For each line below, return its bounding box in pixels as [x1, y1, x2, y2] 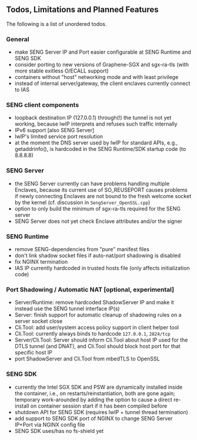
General [6, 35, 29, 43]
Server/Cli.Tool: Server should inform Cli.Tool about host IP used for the [14, 336, 188, 344]
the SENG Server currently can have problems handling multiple [14, 180, 170, 187]
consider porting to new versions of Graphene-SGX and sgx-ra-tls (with [14, 61, 189, 68]
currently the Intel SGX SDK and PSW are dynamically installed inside [14, 383, 183, 390]
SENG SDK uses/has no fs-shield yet [14, 427, 104, 434]
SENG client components [6, 101, 79, 109]
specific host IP [14, 349, 53, 356]
